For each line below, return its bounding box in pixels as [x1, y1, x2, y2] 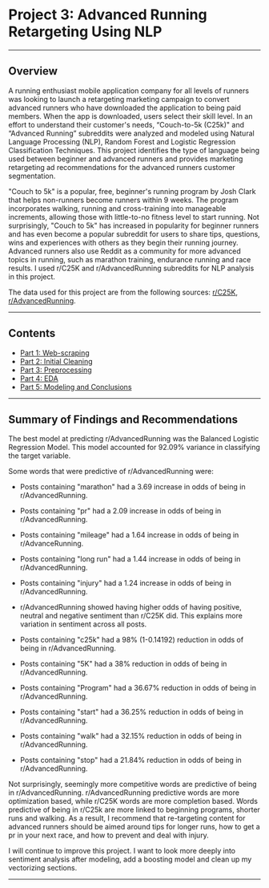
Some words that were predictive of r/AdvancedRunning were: [8, 467, 215, 476]
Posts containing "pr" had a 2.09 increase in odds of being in [19, 506, 222, 516]
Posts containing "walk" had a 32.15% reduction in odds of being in [19, 732, 242, 741]
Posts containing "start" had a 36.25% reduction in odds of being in [19, 708, 244, 717]
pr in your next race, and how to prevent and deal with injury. [8, 830, 210, 840]
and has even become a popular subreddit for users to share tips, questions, [8, 229, 260, 238]
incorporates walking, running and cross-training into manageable [8, 203, 227, 213]
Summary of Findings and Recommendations [8, 412, 239, 426]
